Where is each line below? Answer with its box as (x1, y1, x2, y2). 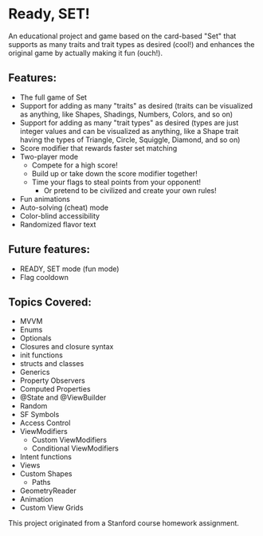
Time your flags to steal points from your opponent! (31, 177, 202, 187)
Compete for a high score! (31, 160, 118, 170)
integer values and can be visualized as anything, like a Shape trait (19, 126, 239, 136)
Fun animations (19, 194, 70, 203)
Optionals (19, 333, 52, 343)
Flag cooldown (19, 272, 69, 282)
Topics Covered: (8, 295, 92, 309)
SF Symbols (19, 410, 60, 420)
